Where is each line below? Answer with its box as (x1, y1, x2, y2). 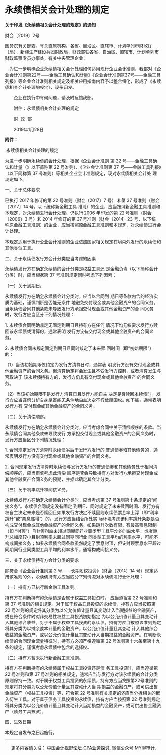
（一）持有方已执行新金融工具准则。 (5, 584, 79, 590)
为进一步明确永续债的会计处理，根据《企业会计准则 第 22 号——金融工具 (5, 158, 153, 164)
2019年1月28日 (13, 126, 44, 132)
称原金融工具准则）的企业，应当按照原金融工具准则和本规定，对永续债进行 (5, 222, 157, 228)
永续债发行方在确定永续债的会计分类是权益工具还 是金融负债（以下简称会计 (5, 266, 158, 272)
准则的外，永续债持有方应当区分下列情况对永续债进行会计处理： (13, 574, 144, 579)
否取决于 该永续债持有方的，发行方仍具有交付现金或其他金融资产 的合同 (5, 374, 151, 380)
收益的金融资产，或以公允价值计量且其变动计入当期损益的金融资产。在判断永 (5, 631, 161, 638)
